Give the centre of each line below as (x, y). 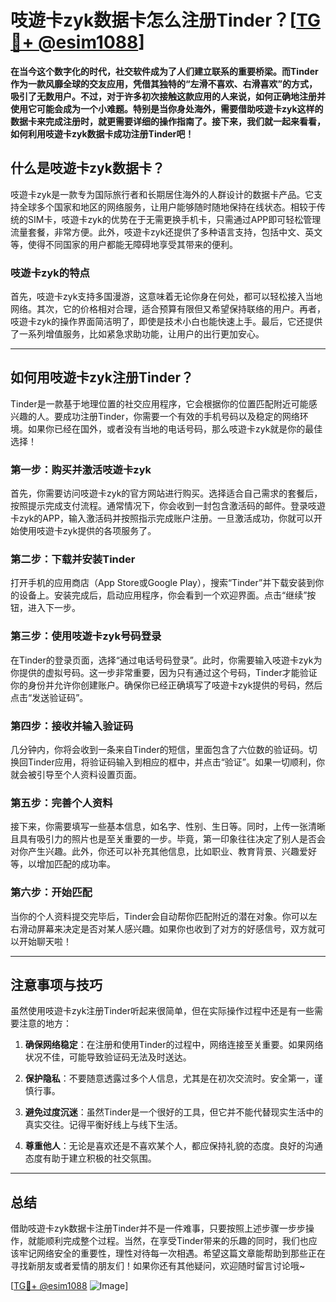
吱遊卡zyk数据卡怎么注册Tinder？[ (153, 20)
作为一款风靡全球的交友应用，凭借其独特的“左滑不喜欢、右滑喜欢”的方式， (164, 83)
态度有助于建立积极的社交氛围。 (90, 1158)
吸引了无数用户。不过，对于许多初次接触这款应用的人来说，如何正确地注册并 (168, 96)
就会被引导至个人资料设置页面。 (76, 775)
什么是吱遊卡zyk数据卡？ (87, 168)
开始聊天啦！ (45, 941)
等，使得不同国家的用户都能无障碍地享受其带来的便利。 (124, 244)
